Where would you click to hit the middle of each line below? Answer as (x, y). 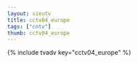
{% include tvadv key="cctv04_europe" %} (69, 53)
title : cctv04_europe (39, 20)
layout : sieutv (29, 13)
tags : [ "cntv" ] (29, 26)
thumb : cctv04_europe (39, 33)
